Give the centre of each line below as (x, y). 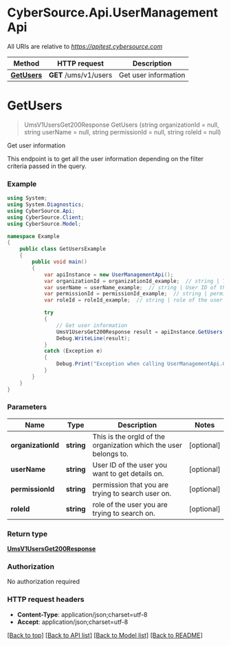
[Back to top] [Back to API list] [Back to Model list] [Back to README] (105, 635)
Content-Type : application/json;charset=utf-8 (82, 614)
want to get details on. (128, 473)
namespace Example (33, 236)
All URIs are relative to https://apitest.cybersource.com (85, 46)
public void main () (60, 262)
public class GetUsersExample (63, 249)
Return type (27, 534)
